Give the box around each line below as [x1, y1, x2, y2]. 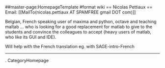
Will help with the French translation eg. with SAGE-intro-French [5, 44, 135, 49]
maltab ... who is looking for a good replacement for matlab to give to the [5, 24, 153, 30]
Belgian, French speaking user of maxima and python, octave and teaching [5, 19, 157, 24]
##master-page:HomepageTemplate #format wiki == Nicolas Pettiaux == [5, 4, 153, 10]
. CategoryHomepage [5, 58, 49, 63]
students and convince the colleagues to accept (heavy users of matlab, [5, 29, 151, 34]
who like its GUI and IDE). [5, 34, 56, 40]
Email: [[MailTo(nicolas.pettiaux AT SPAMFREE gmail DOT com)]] [5, 9, 136, 15]
